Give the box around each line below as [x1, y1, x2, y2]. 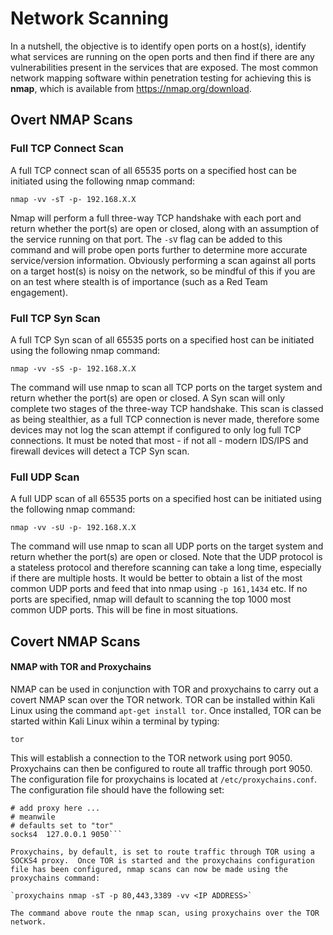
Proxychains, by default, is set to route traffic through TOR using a [10, 847, 315, 857]
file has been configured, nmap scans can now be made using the [10, 864, 288, 874]
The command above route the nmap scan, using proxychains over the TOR [10, 908, 320, 918]
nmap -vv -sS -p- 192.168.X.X [10, 363, 137, 374]
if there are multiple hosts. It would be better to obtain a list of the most [10, 572, 303, 584]
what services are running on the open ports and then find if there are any [10, 50, 315, 62]
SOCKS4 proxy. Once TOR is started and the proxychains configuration [10, 855, 315, 866]
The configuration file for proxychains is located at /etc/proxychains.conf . [10, 773, 318, 785]
